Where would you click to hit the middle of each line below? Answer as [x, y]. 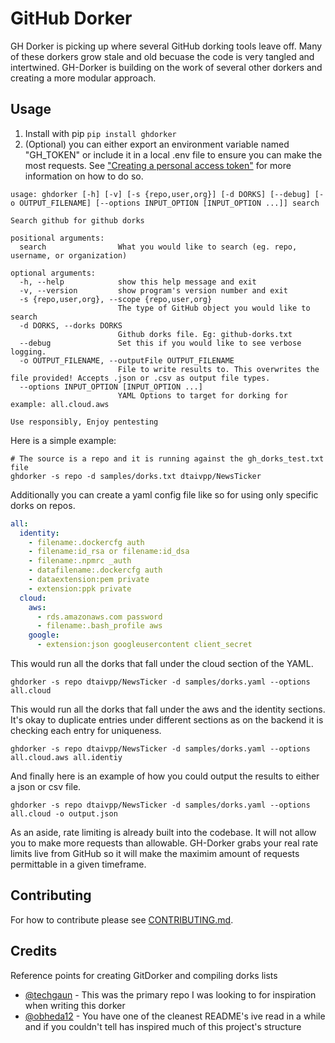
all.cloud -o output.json [64, 814]
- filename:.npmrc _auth [80, 561]
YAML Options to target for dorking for [202, 395]
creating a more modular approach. [83, 78]
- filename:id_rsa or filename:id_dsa [109, 552]
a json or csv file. [46, 786]
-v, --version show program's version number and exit [153, 290]
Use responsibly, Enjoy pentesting [84, 422]
